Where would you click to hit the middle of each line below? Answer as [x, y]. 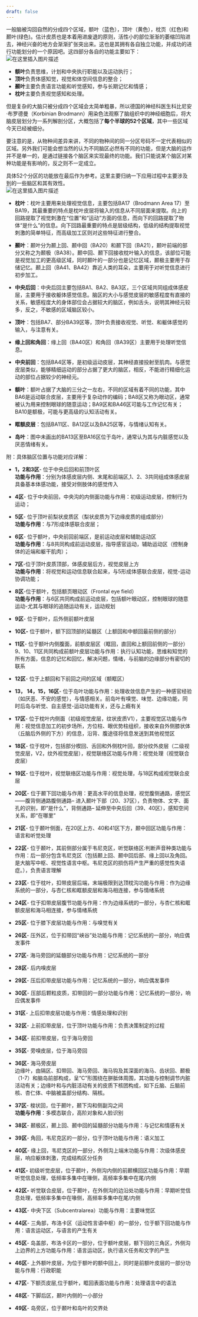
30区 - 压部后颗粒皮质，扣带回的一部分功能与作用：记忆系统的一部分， [100, 993]
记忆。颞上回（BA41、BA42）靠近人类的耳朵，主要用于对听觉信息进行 [105, 267]
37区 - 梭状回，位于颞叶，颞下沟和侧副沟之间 [69, 1105]
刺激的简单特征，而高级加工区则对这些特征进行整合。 [79, 233]
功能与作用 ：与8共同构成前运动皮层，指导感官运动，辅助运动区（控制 [99, 544]
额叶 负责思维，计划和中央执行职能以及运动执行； [74, 71]
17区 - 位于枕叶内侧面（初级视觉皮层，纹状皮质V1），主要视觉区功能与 [98, 718]
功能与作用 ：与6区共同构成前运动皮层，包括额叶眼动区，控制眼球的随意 [101, 599]
